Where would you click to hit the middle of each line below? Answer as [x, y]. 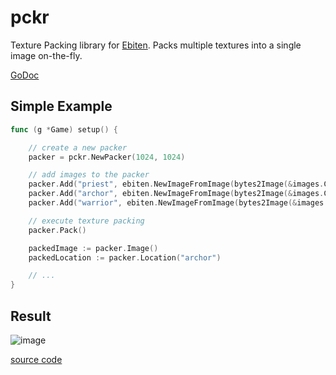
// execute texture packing [86, 221]
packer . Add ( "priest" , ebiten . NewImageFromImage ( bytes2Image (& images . [176, 184]
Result [31, 316]
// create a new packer [78, 147]
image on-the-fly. [46, 55]
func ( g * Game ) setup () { [64, 129]
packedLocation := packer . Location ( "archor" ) [125, 257]
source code [36, 359]
